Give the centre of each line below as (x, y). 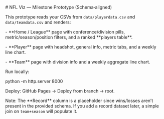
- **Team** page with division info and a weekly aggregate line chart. (78, 62)
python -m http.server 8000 (34, 81)
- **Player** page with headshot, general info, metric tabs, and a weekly (81, 47)
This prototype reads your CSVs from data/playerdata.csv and (70, 17)
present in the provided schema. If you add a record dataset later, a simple (82, 106)
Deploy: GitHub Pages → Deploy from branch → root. (60, 91)
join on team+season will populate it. (41, 111)
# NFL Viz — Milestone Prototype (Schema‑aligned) (58, 7)
